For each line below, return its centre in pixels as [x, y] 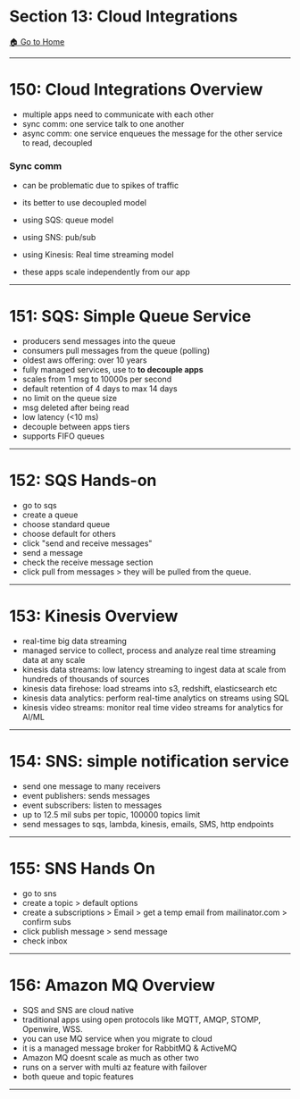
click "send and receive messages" [87, 543]
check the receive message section [87, 562]
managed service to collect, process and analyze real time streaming [149, 650]
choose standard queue [66, 524]
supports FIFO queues [63, 436]
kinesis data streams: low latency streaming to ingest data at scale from [154, 669]
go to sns [39, 893]
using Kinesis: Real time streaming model [98, 255]
